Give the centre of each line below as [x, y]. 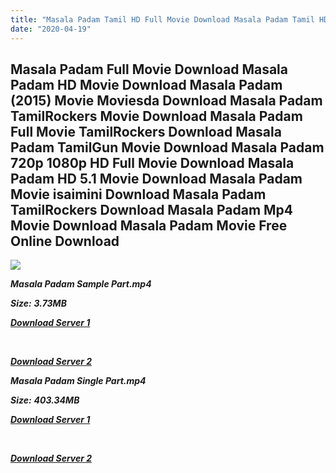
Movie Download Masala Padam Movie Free [149, 225]
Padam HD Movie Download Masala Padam [146, 84]
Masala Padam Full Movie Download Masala [149, 69]
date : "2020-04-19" [51, 29]
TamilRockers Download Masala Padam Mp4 [152, 209]
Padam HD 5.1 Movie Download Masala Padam [156, 178]
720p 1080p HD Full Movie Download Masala [152, 162]
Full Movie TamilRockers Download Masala [146, 131]
